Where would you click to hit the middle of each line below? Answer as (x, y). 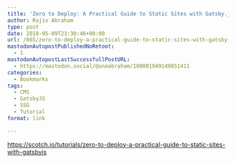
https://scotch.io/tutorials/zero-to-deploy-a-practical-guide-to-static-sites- (117, 144)
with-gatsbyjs (27, 152)
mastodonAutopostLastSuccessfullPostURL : (69, 60)
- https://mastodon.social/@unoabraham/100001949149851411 (102, 66)
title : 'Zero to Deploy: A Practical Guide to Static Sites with (105, 14)
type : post (23, 27)
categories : (25, 72)
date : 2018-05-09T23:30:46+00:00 (56, 33)
